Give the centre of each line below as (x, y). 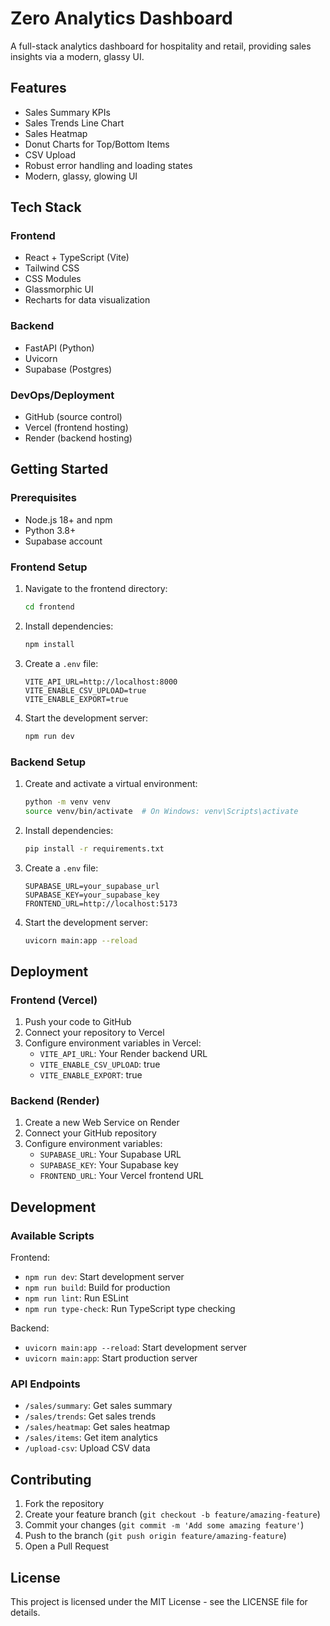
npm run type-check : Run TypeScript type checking (130, 1309)
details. (25, 1613)
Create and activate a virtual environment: (111, 783)
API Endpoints (45, 1384)
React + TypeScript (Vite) (77, 258)
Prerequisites (43, 498)
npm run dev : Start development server (104, 1277)
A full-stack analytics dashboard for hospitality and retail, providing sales (161, 46)
